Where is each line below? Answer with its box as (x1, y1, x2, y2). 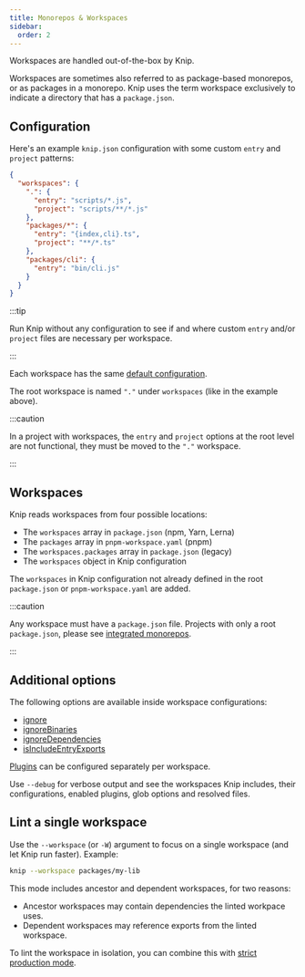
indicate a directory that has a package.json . (9, 92, 175, 103)
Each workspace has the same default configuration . (9, 369, 208, 379)
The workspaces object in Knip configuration (22, 556, 187, 566)
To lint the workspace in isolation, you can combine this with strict (9, 947, 258, 958)
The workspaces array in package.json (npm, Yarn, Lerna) (22, 526, 235, 538)
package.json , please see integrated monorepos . (9, 629, 192, 639)
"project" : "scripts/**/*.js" (33, 204, 148, 213)
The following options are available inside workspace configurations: (9, 696, 268, 707)
